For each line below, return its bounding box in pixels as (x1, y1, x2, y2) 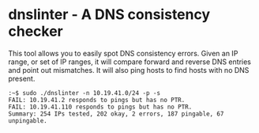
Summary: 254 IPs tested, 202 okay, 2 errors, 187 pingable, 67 (8, 109, 224, 118)
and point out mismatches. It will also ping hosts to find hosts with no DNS (8, 65, 250, 74)
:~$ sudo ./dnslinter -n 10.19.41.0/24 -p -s (8, 89, 160, 97)
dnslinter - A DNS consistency (8, 6, 211, 24)
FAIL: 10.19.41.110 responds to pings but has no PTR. (8, 103, 193, 111)
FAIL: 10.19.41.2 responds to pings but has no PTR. (8, 96, 186, 104)
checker (8, 22, 63, 40)
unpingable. (8, 116, 47, 124)
